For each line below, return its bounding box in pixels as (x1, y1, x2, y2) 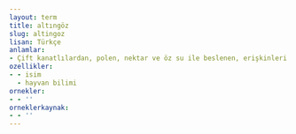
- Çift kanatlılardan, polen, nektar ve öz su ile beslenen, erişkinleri (9, 54, 288, 63)
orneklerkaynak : (9, 103, 69, 112)
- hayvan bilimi (17, 78, 77, 87)
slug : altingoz (9, 29, 66, 38)
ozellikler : (9, 63, 53, 71)
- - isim (9, 71, 42, 79)
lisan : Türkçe (9, 37, 62, 47)
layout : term (9, 12, 58, 22)
